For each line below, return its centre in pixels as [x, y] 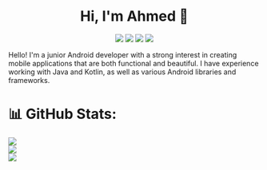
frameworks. [29, 80]
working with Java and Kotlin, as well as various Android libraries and [122, 72]
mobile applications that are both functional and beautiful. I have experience [133, 63]
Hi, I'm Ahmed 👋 [134, 16]
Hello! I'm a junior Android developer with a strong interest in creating [123, 54]
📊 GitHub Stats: [63, 114]
